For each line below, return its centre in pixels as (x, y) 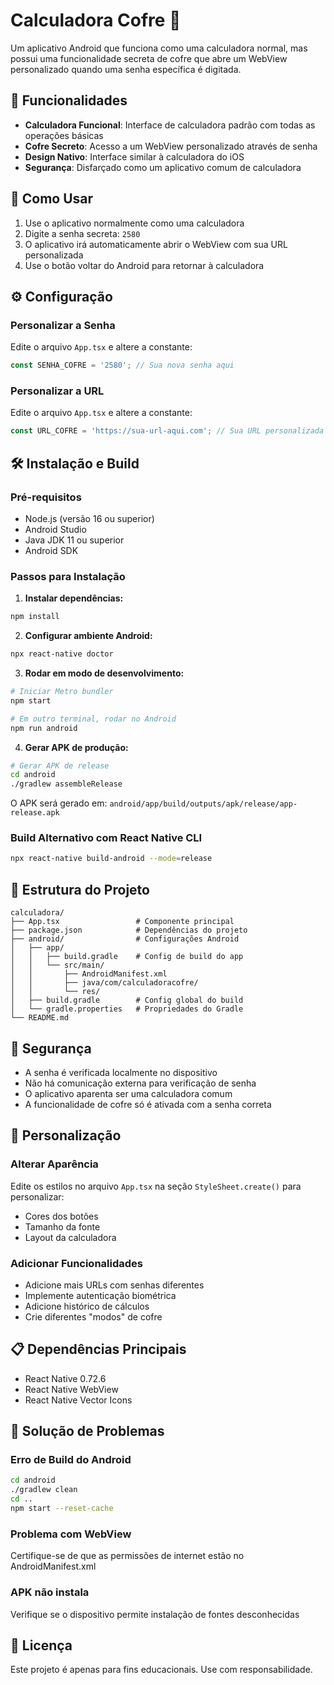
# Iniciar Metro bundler (62, 692)
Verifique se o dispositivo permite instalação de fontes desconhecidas (155, 1614)
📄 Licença (41, 1645)
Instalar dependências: (74, 598)
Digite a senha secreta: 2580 (82, 233)
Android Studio (55, 529)
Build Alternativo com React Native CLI (106, 838)
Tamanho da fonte (62, 1226)
